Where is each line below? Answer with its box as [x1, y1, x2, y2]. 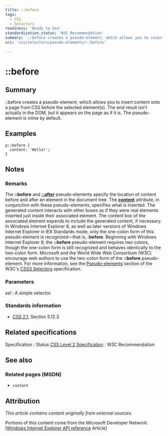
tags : [5, 12, 16, 17]
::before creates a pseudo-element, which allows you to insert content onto [5, 99, 160, 105]
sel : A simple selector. [5, 290, 51, 296]
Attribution [5, 396, 40, 405]
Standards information [5, 302, 61, 309]
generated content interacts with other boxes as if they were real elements [5, 207, 158, 213]
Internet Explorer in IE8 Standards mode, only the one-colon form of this [5, 229, 154, 235]
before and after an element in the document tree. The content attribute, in [5, 197, 159, 203]
